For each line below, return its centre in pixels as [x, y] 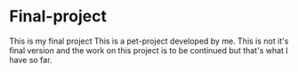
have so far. [31, 60]
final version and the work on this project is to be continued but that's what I [149, 50]
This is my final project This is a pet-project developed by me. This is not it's [149, 41]
